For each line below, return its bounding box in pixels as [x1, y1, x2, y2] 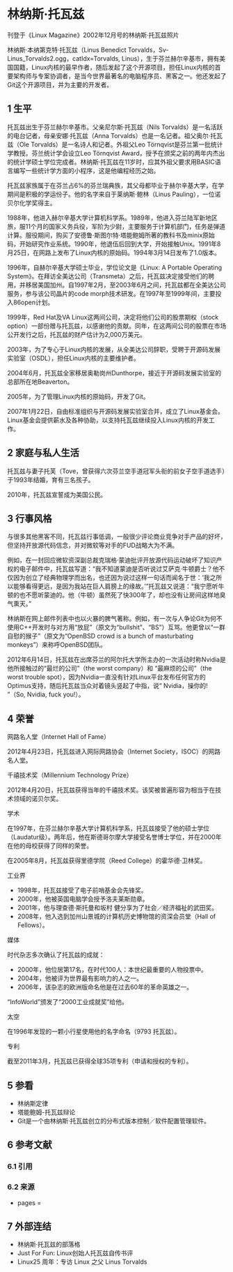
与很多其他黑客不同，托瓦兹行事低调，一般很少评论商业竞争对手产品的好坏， [7, 532, 227, 541]
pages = [17, 1198, 42, 1207]
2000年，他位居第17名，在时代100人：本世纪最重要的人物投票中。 [17, 966, 207, 974]
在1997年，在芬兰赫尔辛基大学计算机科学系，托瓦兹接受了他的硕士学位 [7, 824, 210, 832]
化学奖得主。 [19, 198, 56, 207]
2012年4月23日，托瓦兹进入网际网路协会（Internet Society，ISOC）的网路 [7, 747, 221, 756]
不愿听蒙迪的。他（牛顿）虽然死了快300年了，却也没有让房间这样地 [25, 591, 220, 599]
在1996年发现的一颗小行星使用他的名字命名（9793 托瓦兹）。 [7, 1027, 181, 1036]
